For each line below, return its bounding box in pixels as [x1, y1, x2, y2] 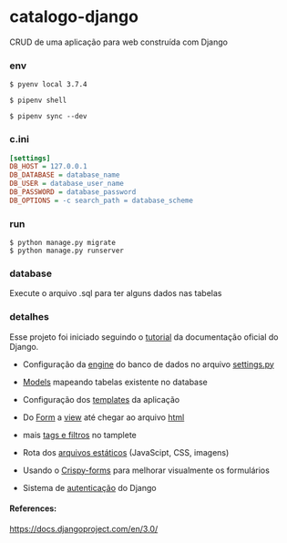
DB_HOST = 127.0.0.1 [9, 162, 88, 171]
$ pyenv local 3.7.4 [9, 80, 88, 89]
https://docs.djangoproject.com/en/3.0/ [9, 523, 159, 534]
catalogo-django [9, 6, 139, 27]
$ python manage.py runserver [9, 246, 125, 256]
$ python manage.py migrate [9, 239, 117, 248]
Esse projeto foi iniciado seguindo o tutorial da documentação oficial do [9, 331, 280, 343]
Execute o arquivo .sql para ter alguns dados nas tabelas [9, 288, 222, 299]
